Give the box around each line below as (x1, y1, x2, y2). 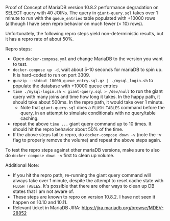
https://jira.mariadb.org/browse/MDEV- (81, 205, 164, 211)
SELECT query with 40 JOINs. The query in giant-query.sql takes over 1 (5, 10, 158, 16)
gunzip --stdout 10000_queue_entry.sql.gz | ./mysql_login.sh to (12, 78, 153, 83)
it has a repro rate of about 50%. (5, 36, 74, 42)
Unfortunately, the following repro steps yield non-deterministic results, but (5, 31, 164, 36)
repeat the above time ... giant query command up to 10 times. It (12, 121, 152, 127)
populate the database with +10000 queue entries (12, 83, 118, 89)
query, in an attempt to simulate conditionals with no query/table (20, 110, 156, 116)
